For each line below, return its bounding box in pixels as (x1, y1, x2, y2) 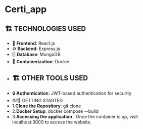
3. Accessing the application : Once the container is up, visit (12, 113, 138, 119)
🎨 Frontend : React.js (12, 40, 55, 46)
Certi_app (5, 4, 47, 15)
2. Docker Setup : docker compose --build (12, 108, 99, 114)
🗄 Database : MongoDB (12, 52, 61, 57)
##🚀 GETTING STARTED (12, 97, 63, 103)
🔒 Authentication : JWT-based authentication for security (12, 90, 132, 96)
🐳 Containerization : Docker (12, 59, 70, 64)
